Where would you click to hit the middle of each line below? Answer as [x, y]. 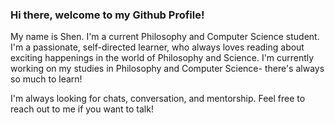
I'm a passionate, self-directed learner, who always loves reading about [157, 47]
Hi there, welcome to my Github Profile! [107, 15]
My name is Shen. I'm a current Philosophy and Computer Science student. [165, 37]
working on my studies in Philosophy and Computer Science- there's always [167, 69]
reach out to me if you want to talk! [82, 109]
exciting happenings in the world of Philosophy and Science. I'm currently [162, 58]
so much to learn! [46, 79]
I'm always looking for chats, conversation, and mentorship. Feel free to [158, 99]
